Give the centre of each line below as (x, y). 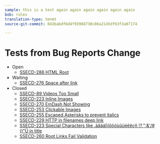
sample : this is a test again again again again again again (70, 10)
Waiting (20, 78)
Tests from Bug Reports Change (73, 53)
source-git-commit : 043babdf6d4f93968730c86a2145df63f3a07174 (71, 24)
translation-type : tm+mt (31, 19)
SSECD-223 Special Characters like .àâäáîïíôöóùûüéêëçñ (78, 125)
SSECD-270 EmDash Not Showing (55, 104)
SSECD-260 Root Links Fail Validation (58, 136)
